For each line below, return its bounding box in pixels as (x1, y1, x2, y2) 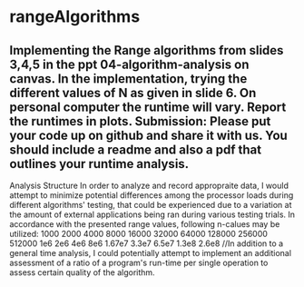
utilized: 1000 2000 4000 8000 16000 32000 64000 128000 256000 (9, 229, 268, 239)
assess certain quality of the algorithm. (9, 267, 156, 278)
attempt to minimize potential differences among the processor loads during (9, 190, 294, 201)
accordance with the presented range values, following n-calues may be (9, 219, 280, 229)
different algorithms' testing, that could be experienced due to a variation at (9, 200, 292, 210)
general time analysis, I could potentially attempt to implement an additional (9, 248, 292, 258)
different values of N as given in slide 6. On (9, 84, 257, 101)
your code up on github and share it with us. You (9, 127, 288, 143)
